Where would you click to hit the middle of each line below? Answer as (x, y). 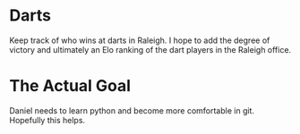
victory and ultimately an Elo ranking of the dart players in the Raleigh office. (150, 49)
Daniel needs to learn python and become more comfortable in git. (132, 110)
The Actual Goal (70, 86)
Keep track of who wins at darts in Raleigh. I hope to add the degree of (140, 40)
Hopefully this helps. (47, 120)
